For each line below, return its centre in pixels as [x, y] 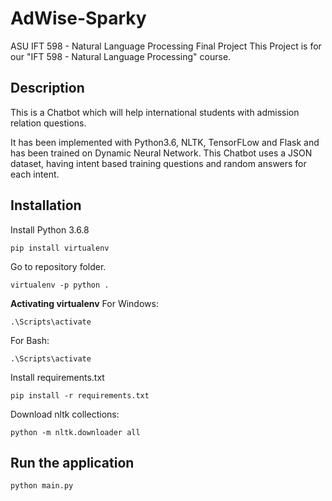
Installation [46, 205]
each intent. [35, 174]
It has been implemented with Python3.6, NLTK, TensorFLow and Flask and [165, 142]
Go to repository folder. [58, 266]
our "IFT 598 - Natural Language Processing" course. [121, 56]
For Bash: [30, 340]
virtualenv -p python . [60, 285]
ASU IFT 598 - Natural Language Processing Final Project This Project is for [166, 46]
